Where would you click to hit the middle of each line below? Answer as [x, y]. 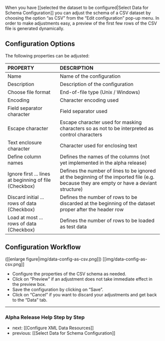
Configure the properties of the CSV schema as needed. [69, 274]
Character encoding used [89, 100]
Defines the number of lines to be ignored [108, 170]
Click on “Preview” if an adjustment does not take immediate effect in [82, 279]
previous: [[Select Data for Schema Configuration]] [64, 333]
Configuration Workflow [43, 247]
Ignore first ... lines [29, 173]
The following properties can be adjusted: [47, 56]
